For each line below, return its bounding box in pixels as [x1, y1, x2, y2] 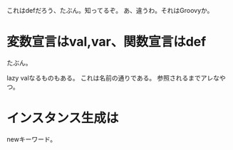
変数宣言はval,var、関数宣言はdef [6, 34, 207, 50]
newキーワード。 [6, 134, 57, 144]
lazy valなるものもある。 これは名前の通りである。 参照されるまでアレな [6, 73, 220, 82]
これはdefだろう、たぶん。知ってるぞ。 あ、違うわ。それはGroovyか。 [6, 6, 214, 14]
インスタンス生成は [6, 110, 119, 127]
